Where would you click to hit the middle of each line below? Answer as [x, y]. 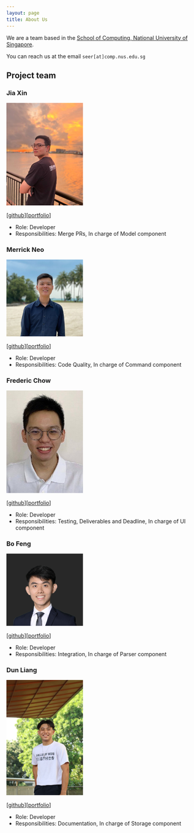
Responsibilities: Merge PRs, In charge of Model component [91, 233]
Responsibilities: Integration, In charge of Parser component [91, 654]
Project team [31, 75]
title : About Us [27, 19]
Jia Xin [17, 93]
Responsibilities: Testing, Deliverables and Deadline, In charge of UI [100, 521]
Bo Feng [19, 544]
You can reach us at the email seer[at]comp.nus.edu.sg [76, 56]
